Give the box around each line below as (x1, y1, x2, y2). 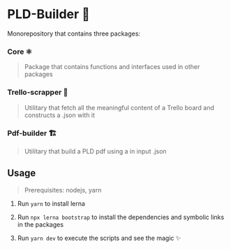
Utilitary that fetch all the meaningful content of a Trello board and (24, 103, 215, 112)
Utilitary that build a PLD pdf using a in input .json (24, 146, 167, 156)
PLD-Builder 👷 (7, 6, 91, 22)
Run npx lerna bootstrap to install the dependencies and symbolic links (17, 213, 225, 221)
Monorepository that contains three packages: (7, 29, 141, 38)
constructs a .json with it (24, 111, 96, 119)
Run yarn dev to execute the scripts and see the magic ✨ (17, 234, 181, 242)
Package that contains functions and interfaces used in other (24, 63, 200, 71)
